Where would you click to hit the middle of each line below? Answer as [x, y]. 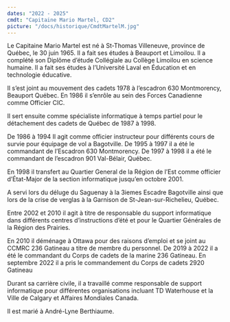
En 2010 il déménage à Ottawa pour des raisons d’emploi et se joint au [106, 241]
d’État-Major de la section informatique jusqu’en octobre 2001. [95, 179]
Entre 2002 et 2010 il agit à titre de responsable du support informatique [109, 213]
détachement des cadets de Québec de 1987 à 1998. [82, 124]
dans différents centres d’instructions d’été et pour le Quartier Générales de [114, 220]
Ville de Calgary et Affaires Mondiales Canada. [73, 298]
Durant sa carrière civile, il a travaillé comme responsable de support [105, 284]
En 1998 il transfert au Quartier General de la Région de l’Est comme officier [114, 172]
